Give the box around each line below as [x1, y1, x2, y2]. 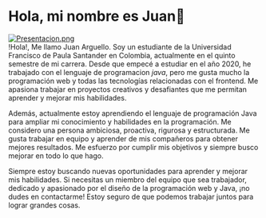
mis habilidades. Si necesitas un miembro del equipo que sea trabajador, [8, 175, 248, 184]
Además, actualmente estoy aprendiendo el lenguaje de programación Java [8, 108, 257, 118]
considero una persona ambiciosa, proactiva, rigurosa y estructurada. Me [8, 125, 250, 135]
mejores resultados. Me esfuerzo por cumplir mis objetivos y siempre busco [8, 142, 259, 152]
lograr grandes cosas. [8, 200, 81, 210]
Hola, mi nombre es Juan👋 [8, 7, 185, 26]
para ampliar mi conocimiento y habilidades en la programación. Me [8, 117, 232, 126]
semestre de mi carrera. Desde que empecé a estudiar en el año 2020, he [8, 59, 252, 69]
